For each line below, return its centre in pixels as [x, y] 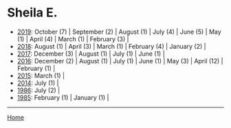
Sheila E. [32, 13]
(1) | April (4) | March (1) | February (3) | [73, 39]
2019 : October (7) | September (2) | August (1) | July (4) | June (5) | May [119, 32]
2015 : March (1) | [41, 75]
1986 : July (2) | [38, 90]
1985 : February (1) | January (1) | [63, 97]
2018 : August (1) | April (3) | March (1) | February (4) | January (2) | [111, 46]
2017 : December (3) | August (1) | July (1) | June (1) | [91, 54]
